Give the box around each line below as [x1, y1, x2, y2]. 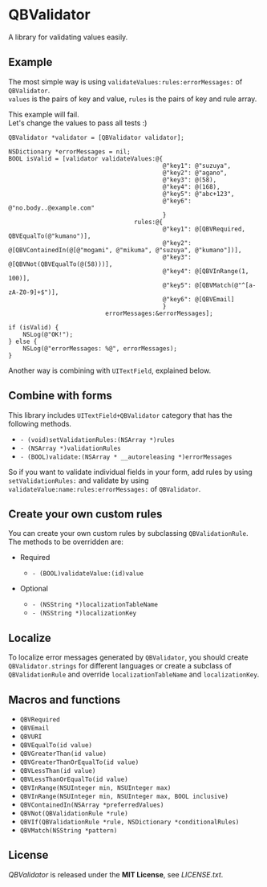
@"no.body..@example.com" [8, 203, 95, 212]
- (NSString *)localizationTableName [31, 601, 159, 609]
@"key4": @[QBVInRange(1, [162, 267, 249, 275]
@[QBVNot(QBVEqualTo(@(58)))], [8, 260, 113, 268]
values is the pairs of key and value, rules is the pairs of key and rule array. [8, 94, 257, 104]
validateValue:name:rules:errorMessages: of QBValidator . [8, 484, 201, 493]
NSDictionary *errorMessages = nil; [8, 147, 131, 156]
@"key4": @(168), [162, 182, 220, 190]
